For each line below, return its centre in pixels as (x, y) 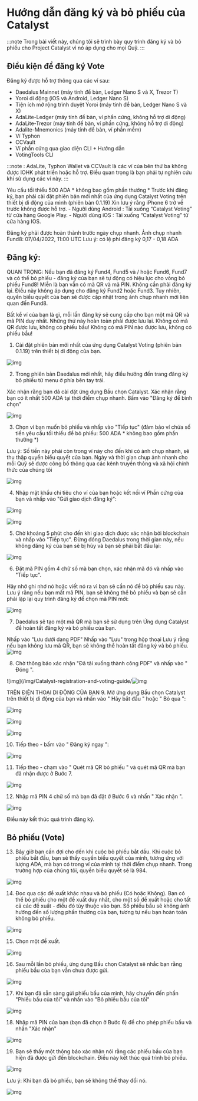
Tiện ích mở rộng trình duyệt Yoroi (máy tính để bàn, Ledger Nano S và (101, 104)
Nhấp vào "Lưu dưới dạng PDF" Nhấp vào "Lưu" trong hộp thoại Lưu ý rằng (98, 639)
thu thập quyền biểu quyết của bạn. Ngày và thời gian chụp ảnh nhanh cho (97, 457)
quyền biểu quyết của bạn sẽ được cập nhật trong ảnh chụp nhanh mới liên (98, 297)
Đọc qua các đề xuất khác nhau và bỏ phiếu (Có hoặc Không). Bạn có (100, 893)
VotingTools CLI (34, 155)
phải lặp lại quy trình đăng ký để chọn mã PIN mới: (68, 599)
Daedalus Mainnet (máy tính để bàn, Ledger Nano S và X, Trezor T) (97, 92)
